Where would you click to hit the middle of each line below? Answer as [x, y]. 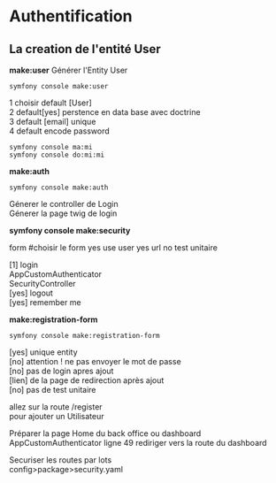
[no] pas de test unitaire [53, 390]
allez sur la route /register [56, 407]
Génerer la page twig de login [63, 213]
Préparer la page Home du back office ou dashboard [105, 433]
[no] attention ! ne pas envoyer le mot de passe [95, 361]
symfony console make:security [70, 230]
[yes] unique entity [43, 352]
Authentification [71, 16]
